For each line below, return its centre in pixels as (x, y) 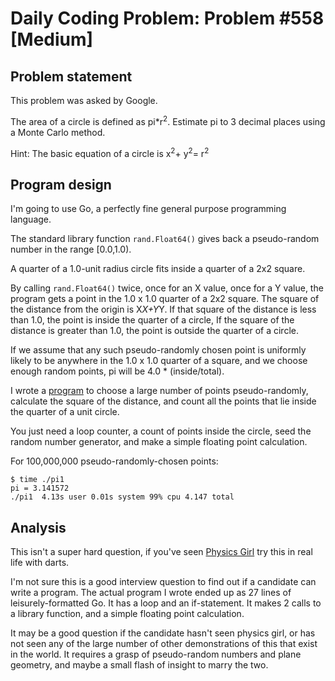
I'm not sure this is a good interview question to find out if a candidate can (163, 581)
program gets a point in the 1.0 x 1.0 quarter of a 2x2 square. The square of (165, 299)
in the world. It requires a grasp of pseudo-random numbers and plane (156, 654)
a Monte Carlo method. (58, 132)
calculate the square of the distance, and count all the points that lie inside (163, 401)
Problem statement (71, 76)
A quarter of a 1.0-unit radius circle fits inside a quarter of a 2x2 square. (158, 269)
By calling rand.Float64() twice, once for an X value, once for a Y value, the (167, 288)
